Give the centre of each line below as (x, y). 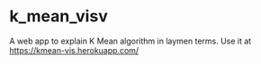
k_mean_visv (58, 16)
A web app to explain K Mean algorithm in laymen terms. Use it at (130, 41)
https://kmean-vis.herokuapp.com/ (74, 50)
